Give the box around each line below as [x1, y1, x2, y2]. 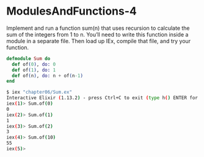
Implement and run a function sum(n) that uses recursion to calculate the [6, 24, 190, 32]
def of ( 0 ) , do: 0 [12, 61, 56, 68]
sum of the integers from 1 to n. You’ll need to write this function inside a [6, 30, 189, 38]
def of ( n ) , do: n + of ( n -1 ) [12, 72, 84, 78]
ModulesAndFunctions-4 [6, 4, 137, 18]
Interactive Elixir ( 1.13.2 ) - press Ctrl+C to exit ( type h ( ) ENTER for [6, 95, 199, 101]
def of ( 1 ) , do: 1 [12, 67, 56, 73]
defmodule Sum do [6, 55, 51, 61]
